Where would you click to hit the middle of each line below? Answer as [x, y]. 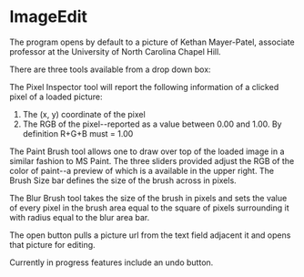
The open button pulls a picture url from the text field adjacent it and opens [150, 235]
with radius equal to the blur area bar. [80, 217]
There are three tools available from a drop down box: [110, 69]
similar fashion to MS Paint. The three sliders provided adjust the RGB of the [152, 160]
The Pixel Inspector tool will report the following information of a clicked [144, 87]
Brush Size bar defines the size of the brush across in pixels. [123, 180]
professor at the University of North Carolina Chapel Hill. [115, 51]
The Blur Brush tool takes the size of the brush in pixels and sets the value [148, 198]
